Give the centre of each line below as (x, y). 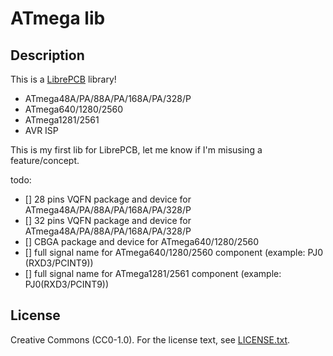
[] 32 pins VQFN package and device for (108, 220)
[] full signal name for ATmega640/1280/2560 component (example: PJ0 (174, 252)
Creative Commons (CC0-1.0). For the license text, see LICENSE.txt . (150, 339)
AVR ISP (41, 130)
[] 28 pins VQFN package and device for (108, 199)
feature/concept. (45, 160)
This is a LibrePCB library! (63, 79)
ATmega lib (58, 18)
